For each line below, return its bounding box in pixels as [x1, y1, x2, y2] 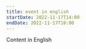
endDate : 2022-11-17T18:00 [6, 20, 74, 26]
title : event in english [6, 8, 69, 15]
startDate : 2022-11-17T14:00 [6, 14, 80, 20]
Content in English [6, 36, 52, 44]
